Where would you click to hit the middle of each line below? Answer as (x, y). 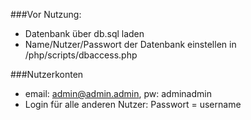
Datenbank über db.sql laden (84, 33)
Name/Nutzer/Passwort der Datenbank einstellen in (130, 44)
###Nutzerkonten (47, 74)
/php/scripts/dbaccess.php (81, 55)
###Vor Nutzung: (46, 14)
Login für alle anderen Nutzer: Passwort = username (133, 104)
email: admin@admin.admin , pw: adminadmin (118, 93)
